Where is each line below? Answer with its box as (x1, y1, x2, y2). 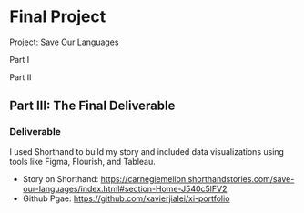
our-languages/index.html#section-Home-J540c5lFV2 (22, 183, 228, 194)
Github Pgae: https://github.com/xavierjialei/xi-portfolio (22, 193, 230, 204)
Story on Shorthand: (22, 173, 99, 184)
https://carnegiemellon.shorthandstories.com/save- (100, 173, 295, 184)
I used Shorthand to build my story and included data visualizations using (9, 146, 285, 157)
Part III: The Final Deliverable (9, 98, 176, 114)
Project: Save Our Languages (9, 36, 119, 47)
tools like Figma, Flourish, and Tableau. (9, 156, 157, 167)
